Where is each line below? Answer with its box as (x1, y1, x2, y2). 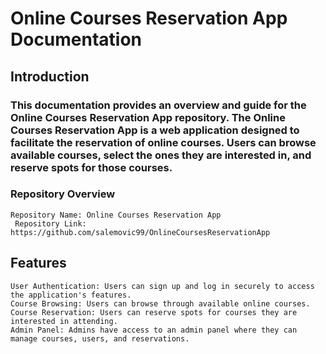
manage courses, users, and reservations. (10, 333, 190, 344)
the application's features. (10, 290, 132, 300)
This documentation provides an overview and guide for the (10, 98, 307, 112)
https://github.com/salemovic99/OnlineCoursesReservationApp (10, 227, 271, 237)
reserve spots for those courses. (10, 160, 173, 174)
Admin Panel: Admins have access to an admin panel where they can (10, 325, 298, 335)
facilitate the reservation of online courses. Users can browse (10, 135, 317, 149)
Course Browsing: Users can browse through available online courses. (10, 298, 311, 309)
